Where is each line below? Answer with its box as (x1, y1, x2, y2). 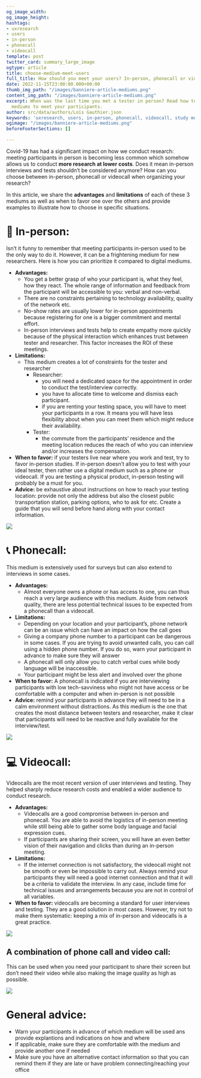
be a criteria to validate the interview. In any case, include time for (23, 880, 187, 887)
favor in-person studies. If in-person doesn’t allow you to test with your (14, 460, 191, 467)
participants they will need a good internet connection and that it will (23, 873, 193, 881)
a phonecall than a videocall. (23, 607, 95, 614)
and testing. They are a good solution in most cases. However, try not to (14, 905, 193, 912)
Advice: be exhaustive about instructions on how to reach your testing (14, 485, 189, 493)
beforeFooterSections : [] (6, 126, 71, 132)
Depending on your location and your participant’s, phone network (23, 620, 188, 627)
